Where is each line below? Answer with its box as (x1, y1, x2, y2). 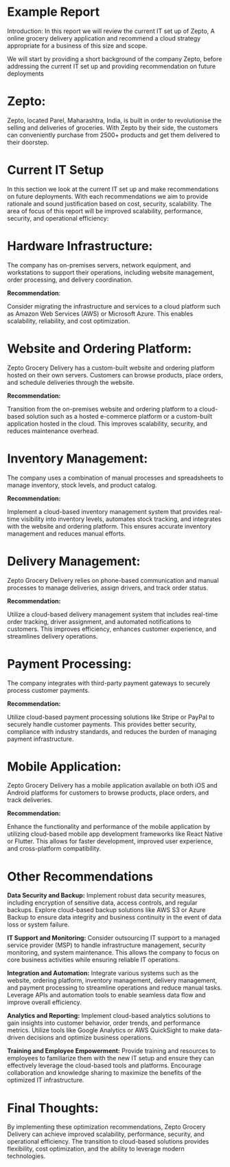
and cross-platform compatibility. (7, 845, 102, 853)
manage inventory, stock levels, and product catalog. (7, 480, 157, 489)
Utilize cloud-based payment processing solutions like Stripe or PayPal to (7, 713, 215, 721)
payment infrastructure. (7, 735, 74, 743)
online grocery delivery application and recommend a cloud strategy (7, 34, 201, 42)
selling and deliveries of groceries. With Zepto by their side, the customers (7, 123, 218, 131)
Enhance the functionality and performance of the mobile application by (7, 823, 211, 831)
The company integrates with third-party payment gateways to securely (7, 678, 211, 687)
